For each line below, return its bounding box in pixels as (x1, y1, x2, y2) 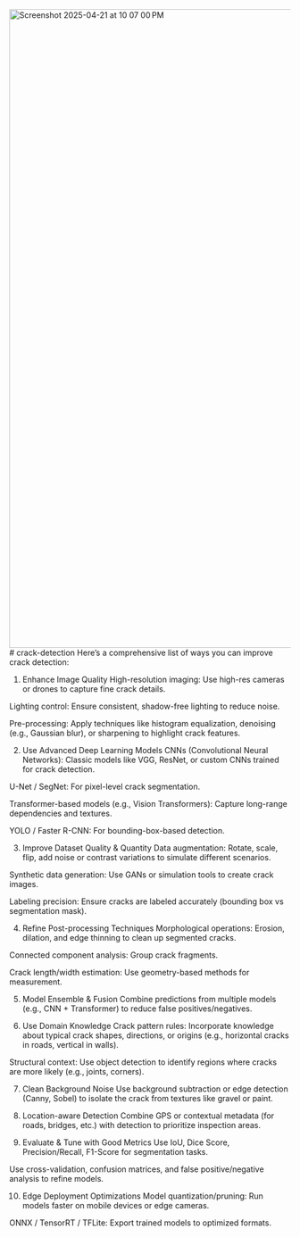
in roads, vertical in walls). (21, 1040, 119, 1050)
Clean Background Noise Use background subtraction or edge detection (21, 1083, 288, 1094)
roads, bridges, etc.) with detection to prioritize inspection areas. (21, 1120, 262, 1130)
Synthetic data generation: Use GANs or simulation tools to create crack (9, 869, 274, 880)
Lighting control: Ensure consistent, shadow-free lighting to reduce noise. (9, 701, 280, 711)
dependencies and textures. (9, 808, 112, 818)
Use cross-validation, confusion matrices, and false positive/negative (9, 1164, 265, 1175)
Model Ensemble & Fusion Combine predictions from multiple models (21, 994, 277, 1004)
